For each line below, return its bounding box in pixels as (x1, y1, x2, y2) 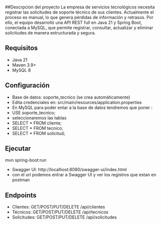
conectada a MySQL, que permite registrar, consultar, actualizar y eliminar (5, 25, 154, 31)
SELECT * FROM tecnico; (12, 125, 64, 131)
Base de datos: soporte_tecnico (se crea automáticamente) (12, 94, 130, 100)
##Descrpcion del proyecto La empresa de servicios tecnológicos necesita (5, 4, 155, 10)
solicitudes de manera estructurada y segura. (5, 30, 96, 35)
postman (12, 177, 30, 183)
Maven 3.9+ (12, 62, 36, 68)
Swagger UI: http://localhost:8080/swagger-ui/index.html (12, 167, 127, 173)
